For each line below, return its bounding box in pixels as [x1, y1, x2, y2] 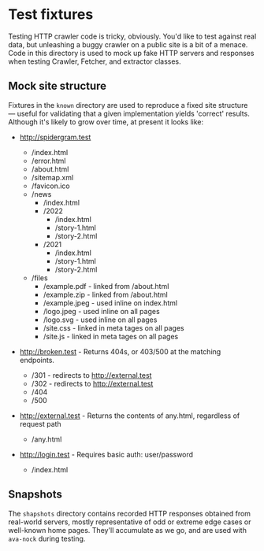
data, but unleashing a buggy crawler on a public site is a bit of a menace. [8, 39, 248, 49]
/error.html [31, 156, 66, 165]
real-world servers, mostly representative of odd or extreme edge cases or [8, 517, 251, 527]
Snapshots [8, 488, 63, 501]
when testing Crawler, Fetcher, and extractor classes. [8, 57, 181, 66]
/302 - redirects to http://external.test [31, 379, 154, 388]
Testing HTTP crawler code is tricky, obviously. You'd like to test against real [8, 31, 257, 41]
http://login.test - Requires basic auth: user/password [19, 449, 194, 459]
